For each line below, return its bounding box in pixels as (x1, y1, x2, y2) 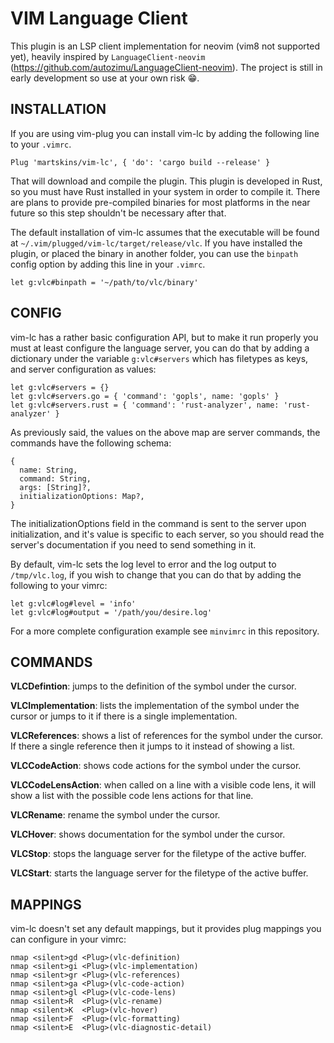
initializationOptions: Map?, (19, 491, 145, 501)
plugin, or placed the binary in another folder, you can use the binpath (10, 247, 299, 259)
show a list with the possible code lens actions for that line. (10, 790, 254, 802)
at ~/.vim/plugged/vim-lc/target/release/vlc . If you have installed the (10, 237, 303, 249)
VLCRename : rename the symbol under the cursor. (10, 809, 221, 821)
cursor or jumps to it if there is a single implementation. (10, 710, 238, 722)
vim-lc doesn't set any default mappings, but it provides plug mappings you (10, 923, 322, 935)
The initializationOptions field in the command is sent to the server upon (10, 517, 307, 529)
